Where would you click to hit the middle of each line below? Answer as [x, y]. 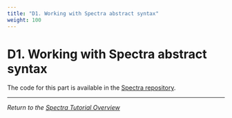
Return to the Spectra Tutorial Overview [64, 108]
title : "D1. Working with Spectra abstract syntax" [83, 13]
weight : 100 [24, 20]
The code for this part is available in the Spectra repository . [91, 88]
